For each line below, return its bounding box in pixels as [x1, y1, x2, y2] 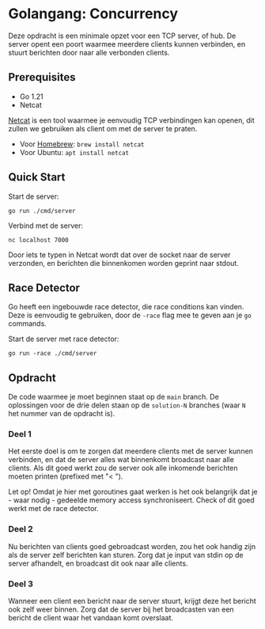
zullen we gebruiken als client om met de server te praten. [8, 123, 198, 133]
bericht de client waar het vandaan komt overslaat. [8, 613, 174, 623]
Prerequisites [8, 70, 76, 84]
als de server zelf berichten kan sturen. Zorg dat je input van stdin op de [8, 550, 244, 559]
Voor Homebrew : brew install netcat [19, 139, 145, 149]
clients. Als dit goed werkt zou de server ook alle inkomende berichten [8, 464, 239, 473]
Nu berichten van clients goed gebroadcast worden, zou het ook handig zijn [8, 541, 256, 551]
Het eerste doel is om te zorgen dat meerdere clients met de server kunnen [8, 446, 253, 456]
